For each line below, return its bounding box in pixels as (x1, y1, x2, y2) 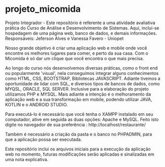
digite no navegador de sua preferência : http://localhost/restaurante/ (5, 122, 146, 128)
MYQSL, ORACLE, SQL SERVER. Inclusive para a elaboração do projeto (5, 86, 149, 92)
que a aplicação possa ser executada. (5, 136, 82, 142)
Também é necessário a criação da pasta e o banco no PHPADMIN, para (5, 131, 152, 137)
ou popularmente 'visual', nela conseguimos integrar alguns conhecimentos (5, 70, 159, 76)
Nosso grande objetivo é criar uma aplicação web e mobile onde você (5, 45, 147, 51)
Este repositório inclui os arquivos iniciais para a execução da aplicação (5, 146, 151, 152)
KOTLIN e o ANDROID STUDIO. (5, 101, 68, 107)
